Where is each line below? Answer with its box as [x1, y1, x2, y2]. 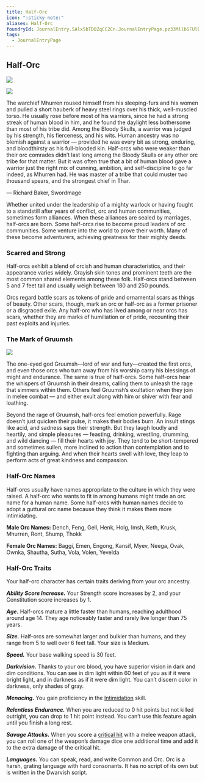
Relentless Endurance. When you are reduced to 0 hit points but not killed [6, 706, 194, 713]
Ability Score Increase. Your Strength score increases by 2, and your [6, 589, 181, 597]
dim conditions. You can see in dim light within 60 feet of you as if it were [6, 669, 190, 676]
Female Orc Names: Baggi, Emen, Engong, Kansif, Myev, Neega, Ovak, [6, 542, 185, 549]
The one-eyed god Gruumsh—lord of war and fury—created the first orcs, [6, 360, 193, 367]
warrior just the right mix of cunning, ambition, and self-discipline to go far [6, 164, 193, 171]
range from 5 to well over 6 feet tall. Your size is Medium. [6, 640, 150, 646]
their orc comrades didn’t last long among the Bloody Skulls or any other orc [6, 151, 198, 158]
